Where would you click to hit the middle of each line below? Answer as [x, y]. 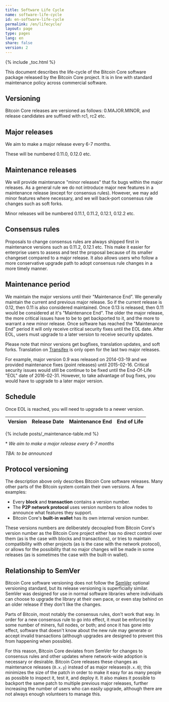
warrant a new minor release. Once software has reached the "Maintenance [84, 323]
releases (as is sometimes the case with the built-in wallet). [67, 555]
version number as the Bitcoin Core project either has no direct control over [84, 533]
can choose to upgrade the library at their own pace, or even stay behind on [84, 599]
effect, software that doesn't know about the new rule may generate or [79, 631]
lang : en [14, 38]
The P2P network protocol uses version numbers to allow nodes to [82, 508]
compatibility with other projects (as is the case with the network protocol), [83, 544]
